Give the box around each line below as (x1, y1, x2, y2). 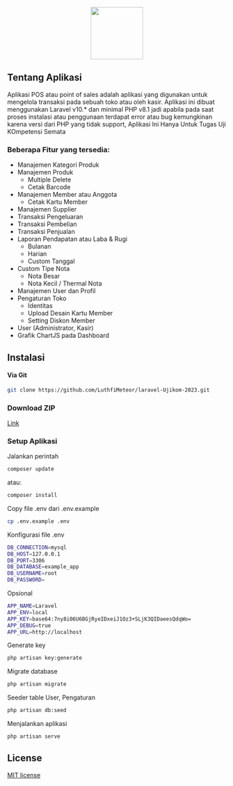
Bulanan (27, 242, 51, 251)
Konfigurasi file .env (7, 531, 65, 539)
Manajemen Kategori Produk (17, 161, 99, 169)
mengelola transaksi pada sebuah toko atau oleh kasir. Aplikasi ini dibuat (7, 98, 215, 106)
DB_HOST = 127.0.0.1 (7, 550, 61, 558)
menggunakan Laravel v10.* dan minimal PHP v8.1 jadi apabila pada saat (7, 105, 214, 113)
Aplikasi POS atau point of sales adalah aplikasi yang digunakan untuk (7, 90, 208, 98)
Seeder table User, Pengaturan (7, 693, 96, 702)
